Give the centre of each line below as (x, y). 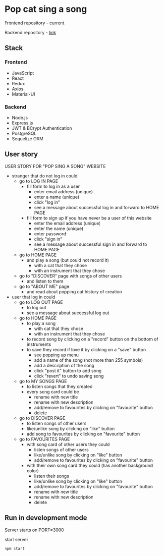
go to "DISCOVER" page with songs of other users (71, 276)
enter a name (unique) (57, 197)
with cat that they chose (59, 329)
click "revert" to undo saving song (69, 376)
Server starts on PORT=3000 (34, 530)
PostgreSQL (24, 133)
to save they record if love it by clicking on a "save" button (86, 349)
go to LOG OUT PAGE (41, 302)
